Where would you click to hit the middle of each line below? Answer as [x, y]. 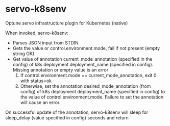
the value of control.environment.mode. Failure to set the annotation [92, 97]
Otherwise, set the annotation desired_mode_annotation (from [86, 86]
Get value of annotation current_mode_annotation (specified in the [82, 59]
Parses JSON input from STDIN [46, 43]
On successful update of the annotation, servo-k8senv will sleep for [77, 112]
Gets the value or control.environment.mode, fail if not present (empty [86, 48]
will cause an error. [40, 102]
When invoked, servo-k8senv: [37, 33]
